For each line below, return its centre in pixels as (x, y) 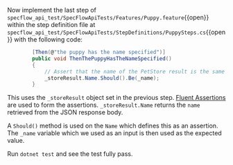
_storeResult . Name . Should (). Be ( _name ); (102, 78)
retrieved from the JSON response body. (65, 112)
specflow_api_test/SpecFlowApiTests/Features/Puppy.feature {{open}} (108, 17)
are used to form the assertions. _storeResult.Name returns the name (104, 105)
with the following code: (48, 40)
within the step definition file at (51, 25)
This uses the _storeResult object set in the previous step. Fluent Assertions (116, 98)
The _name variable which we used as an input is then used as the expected (114, 133)
